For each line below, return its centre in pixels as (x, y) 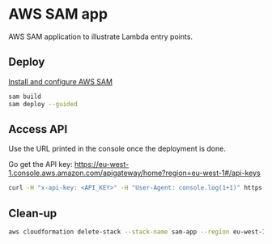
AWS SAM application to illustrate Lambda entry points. (100, 36)
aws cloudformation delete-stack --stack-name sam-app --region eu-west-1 (137, 232)
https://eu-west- (102, 165)
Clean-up (33, 213)
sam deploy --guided (43, 104)
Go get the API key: (40, 165)
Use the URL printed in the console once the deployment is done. (117, 149)
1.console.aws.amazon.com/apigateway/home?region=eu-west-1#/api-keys (134, 173)
